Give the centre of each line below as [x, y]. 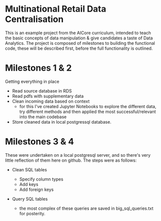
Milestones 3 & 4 [40, 142]
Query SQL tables [30, 199]
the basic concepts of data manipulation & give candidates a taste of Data [79, 38]
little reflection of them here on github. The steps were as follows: [71, 160]
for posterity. [32, 213]
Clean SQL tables [29, 169]
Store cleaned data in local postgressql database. [62, 122]
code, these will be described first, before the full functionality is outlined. [79, 48]
